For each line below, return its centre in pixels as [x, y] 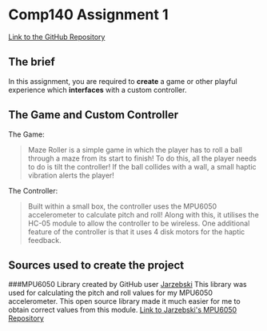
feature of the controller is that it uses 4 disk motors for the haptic [136, 231]
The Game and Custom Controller [94, 115]
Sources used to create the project [96, 265]
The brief [32, 62]
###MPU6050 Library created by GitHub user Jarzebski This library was [128, 285]
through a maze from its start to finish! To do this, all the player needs [142, 158]
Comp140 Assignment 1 [88, 15]
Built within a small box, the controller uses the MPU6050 [122, 206]
